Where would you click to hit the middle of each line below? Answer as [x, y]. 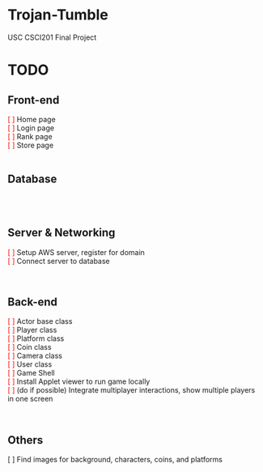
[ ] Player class [32, 330]
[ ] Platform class [36, 338]
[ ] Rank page [30, 136]
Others [25, 440]
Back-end [33, 302]
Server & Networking [62, 233]
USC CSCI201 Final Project [52, 37]
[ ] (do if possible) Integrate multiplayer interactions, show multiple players [131, 390]
